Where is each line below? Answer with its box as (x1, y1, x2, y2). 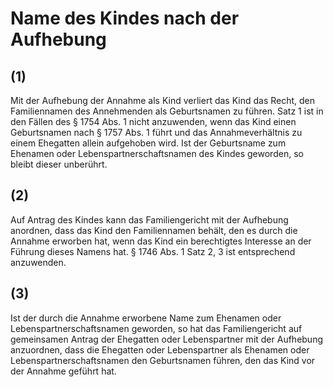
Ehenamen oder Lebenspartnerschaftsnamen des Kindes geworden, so (10, 148, 304, 159)
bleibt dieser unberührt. (10, 158, 108, 170)
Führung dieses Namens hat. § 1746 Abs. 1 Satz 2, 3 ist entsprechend (10, 245, 296, 257)
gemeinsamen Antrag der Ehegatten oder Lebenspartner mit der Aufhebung (10, 333, 324, 345)
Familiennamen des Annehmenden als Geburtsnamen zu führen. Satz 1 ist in (10, 105, 324, 117)
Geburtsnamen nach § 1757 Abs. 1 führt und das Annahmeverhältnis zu (10, 127, 303, 138)
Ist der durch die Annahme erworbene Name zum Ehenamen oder (10, 312, 282, 324)
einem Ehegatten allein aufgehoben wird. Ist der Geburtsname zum (10, 137, 287, 149)
